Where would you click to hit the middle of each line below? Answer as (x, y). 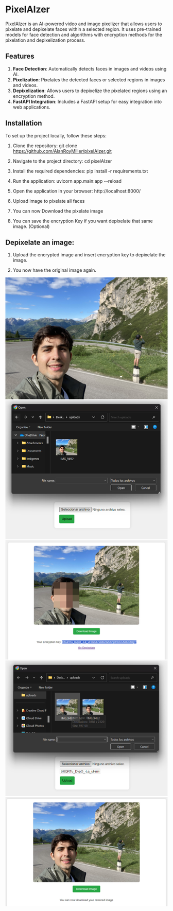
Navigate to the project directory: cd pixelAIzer (62, 161)
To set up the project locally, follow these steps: (56, 135)
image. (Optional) (31, 226)
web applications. (31, 107)
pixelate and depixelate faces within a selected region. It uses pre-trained (83, 29)
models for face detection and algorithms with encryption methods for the (84, 34)
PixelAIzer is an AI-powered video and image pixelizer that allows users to (84, 24)
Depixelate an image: (40, 242)
